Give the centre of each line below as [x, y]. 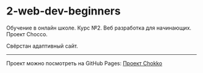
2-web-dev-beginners [63, 11]
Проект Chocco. [27, 34]
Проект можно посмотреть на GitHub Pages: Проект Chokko [84, 63]
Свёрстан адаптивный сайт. [42, 46]
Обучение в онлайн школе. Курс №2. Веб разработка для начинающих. [99, 28]
